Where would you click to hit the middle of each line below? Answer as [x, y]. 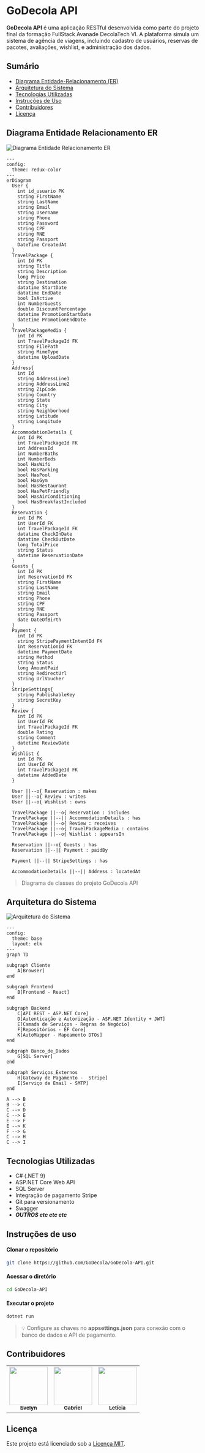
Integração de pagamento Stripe [56, 1195]
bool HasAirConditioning [49, 497]
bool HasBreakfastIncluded [52, 502]
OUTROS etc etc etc [41, 1215]
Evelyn [29, 1408]
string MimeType [38, 352]
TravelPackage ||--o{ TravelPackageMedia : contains [80, 828]
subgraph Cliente [28, 966]
